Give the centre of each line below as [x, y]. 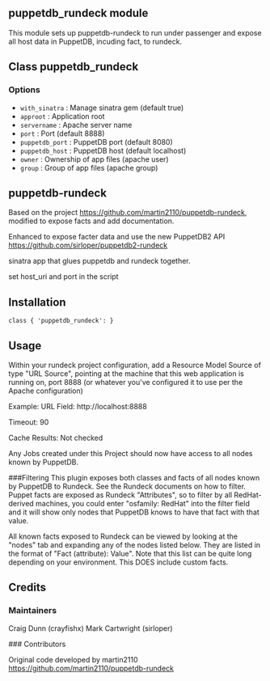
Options [24, 90]
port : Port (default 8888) [62, 133]
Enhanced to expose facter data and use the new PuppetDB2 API [117, 237]
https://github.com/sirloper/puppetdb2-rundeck [88, 245]
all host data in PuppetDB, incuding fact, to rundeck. [95, 41]
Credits [27, 588]
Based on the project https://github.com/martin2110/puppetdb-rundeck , [128, 213]
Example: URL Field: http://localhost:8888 [78, 406]
